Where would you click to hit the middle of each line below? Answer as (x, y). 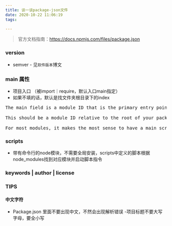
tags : (11, 19)
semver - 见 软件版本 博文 (37, 64)
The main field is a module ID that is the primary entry (80, 107)
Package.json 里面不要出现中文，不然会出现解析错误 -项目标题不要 (83, 212)
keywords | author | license (40, 173)
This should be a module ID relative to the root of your (80, 118)
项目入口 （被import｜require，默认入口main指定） (66, 91)
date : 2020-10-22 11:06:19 (34, 15)
